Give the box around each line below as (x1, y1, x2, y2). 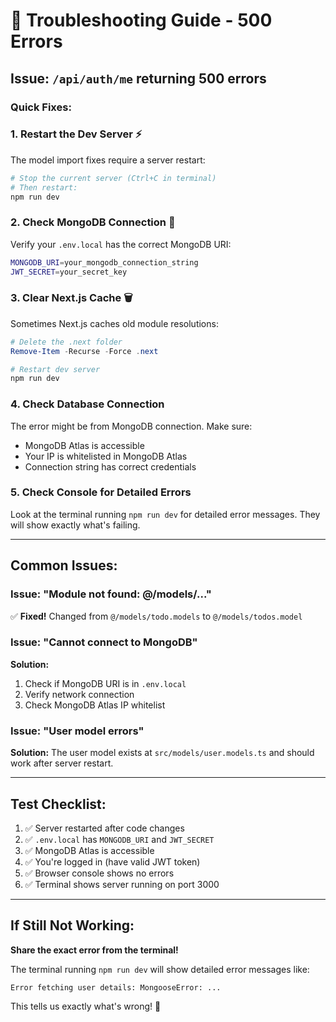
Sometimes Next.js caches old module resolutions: (10, 317, 219, 329)
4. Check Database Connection (10, 397, 165, 411)
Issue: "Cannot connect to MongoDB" (10, 635, 198, 649)
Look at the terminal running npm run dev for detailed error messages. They (10, 508, 321, 520)
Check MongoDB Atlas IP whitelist (24, 699, 166, 711)
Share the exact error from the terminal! (10, 944, 179, 956)
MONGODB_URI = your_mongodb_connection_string (10, 257, 199, 268)
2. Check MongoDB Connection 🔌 (10, 215, 176, 229)
